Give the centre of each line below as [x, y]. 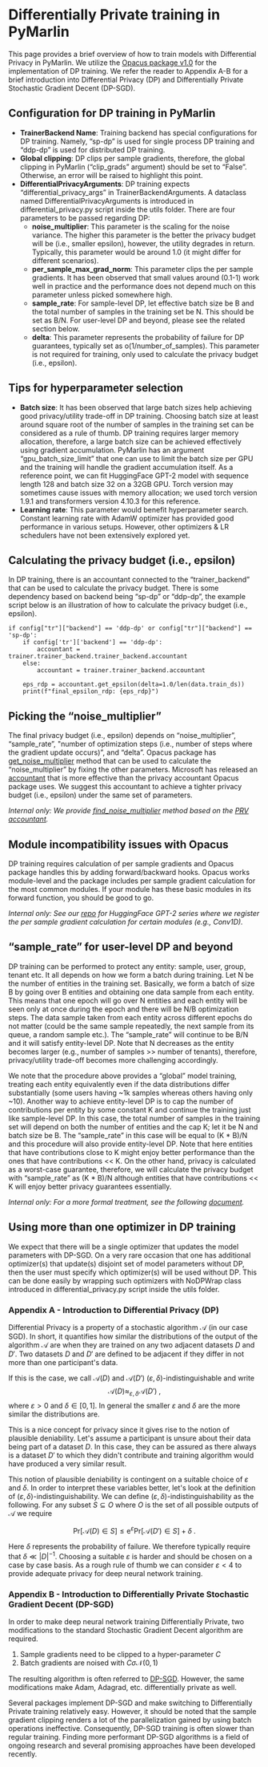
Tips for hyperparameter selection [96, 388]
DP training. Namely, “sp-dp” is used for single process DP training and [137, 141]
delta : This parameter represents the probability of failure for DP [138, 337]
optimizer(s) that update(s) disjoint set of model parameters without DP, [127, 1263]
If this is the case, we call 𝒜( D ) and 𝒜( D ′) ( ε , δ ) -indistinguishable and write [131, 1378]
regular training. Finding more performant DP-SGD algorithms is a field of [129, 1737]
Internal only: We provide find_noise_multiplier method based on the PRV [129, 811]
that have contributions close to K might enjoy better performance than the [132, 1152]
